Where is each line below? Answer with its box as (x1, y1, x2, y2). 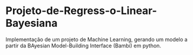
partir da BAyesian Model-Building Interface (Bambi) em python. (5, 42, 162, 49)
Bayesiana (5, 16, 58, 30)
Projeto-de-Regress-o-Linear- (5, 4, 158, 18)
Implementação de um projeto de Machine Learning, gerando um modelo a (5, 36, 188, 43)
